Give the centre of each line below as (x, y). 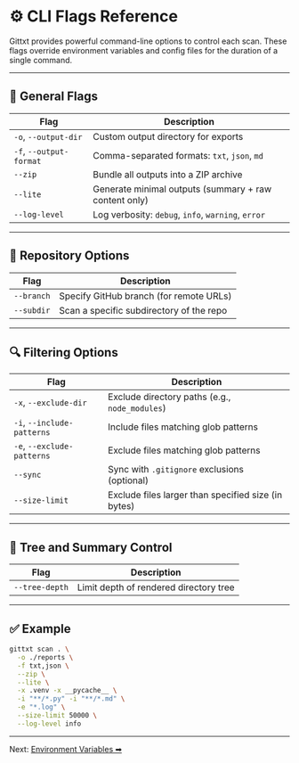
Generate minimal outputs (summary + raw (182, 189)
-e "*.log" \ (41, 707)
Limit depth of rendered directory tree (156, 587)
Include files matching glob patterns (183, 427)
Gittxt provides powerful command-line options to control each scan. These (148, 41)
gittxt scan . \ (39, 649)
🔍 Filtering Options (64, 353)
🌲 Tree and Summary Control (91, 547)
